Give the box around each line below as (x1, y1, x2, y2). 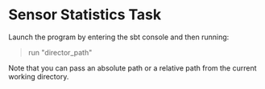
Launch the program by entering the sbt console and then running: (8, 32, 230, 42)
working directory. (8, 71, 69, 81)
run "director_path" (27, 47, 93, 57)
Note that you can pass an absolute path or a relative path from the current (8, 63, 257, 73)
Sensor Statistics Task (8, 6, 162, 24)
